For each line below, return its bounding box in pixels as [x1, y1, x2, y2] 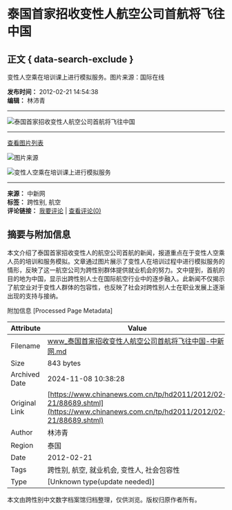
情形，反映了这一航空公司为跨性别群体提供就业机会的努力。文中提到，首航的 [7, 266, 225, 274]
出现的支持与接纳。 [7, 291, 62, 300]
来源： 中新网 [7, 190, 46, 197]
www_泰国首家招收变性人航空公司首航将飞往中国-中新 [47, 336, 224, 346]
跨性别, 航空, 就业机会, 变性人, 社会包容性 [47, 465, 180, 475]
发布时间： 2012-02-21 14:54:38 [7, 88, 99, 95]
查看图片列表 [7, 139, 43, 147]
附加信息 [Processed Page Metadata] [7, 306, 113, 315]
